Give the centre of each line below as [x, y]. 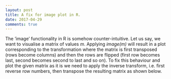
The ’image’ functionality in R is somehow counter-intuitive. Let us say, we [83, 39]
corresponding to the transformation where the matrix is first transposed [81, 49]
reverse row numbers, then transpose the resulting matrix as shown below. [83, 71]
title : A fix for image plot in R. [43, 15]
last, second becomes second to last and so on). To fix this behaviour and [83, 60]
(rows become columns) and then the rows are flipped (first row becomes [83, 55]
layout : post [19, 10]
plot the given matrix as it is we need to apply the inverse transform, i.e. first [85, 66]
